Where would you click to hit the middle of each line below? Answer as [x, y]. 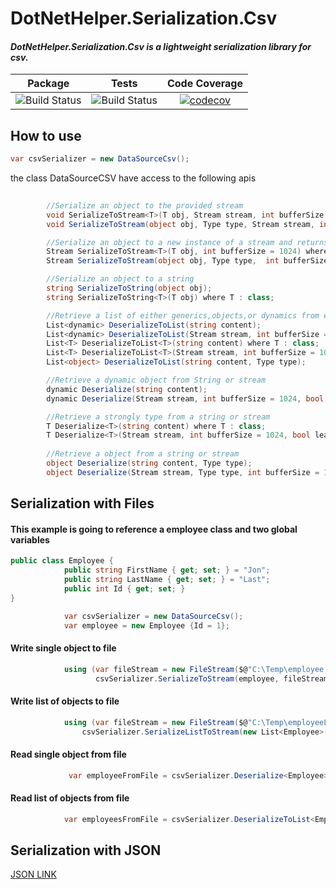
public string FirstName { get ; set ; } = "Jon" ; [167, 570]
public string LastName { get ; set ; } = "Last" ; [167, 580]
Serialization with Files [82, 503]
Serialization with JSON [86, 850]
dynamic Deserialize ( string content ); [127, 389]
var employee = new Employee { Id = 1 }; [146, 625]
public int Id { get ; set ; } [124, 589]
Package [48, 84]
